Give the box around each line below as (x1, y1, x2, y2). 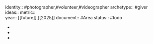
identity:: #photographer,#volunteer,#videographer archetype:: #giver (5, 4, 148, 10)
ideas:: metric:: (5, 9, 36, 15)
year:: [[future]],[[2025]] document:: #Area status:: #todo (5, 15, 123, 20)
